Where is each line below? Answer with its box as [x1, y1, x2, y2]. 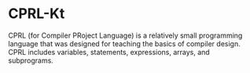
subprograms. [8, 56, 53, 65]
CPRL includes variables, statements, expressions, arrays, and [8, 47, 210, 57]
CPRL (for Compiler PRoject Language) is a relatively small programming [8, 31, 243, 40]
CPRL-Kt [8, 5, 65, 23]
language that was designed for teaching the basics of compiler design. [8, 38, 241, 48]
